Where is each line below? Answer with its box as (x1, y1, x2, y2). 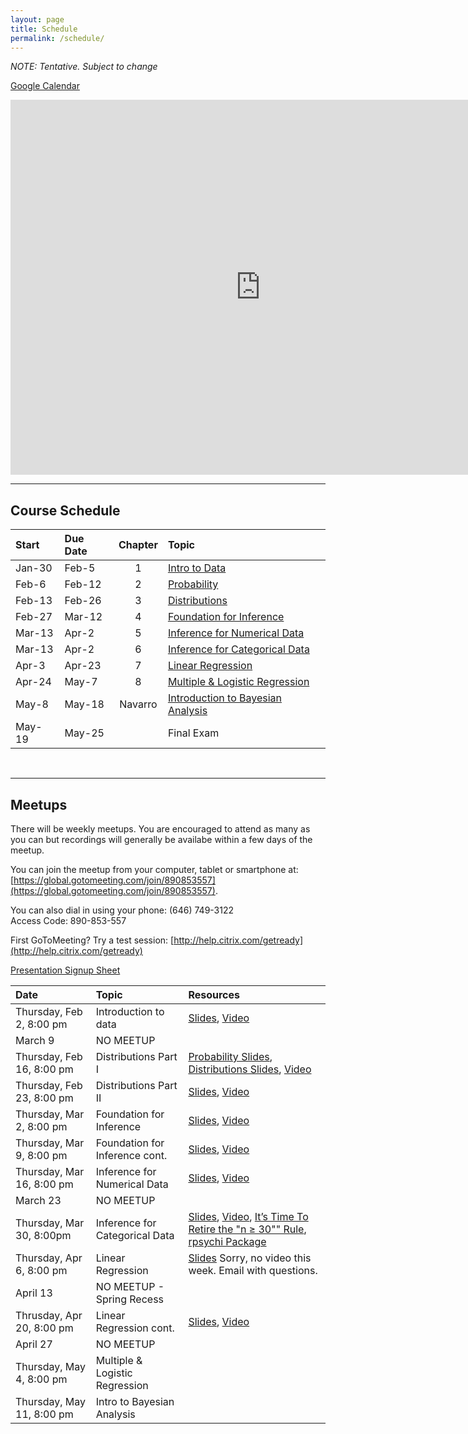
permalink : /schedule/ (10, 33, 105, 43)
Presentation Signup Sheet (10, 964, 121, 976)
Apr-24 (15, 675, 52, 689)
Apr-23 (64, 659, 102, 673)
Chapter (118, 538, 158, 552)
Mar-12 (64, 610, 103, 624)
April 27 (15, 1337, 53, 1351)
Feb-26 (64, 594, 102, 608)
